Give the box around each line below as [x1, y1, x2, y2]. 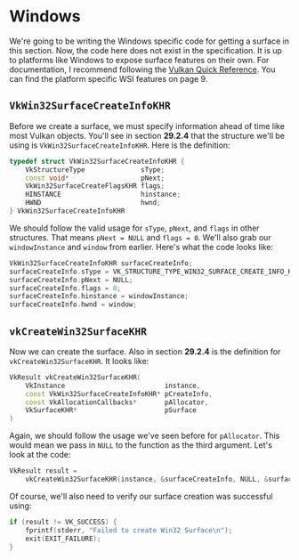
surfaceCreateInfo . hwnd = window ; [9, 300, 138, 309]
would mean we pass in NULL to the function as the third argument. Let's [9, 440, 273, 450]
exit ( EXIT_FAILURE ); [25, 534, 101, 543]
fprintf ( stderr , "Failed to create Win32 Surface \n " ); [25, 525, 233, 535]
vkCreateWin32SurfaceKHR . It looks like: [9, 355, 149, 366]
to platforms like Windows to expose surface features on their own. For [9, 54, 270, 65]
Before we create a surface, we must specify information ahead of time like [9, 120, 285, 131]
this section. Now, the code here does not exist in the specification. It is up [9, 45, 283, 55]
